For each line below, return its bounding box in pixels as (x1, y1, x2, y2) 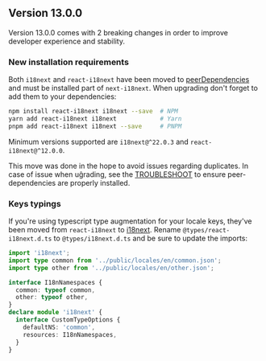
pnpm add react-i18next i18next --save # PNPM (8, 122, 182, 130)
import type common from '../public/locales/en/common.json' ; (8, 256, 222, 265)
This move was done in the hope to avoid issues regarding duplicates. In (8, 161, 248, 170)
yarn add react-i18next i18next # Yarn (8, 114, 182, 123)
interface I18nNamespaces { (8, 278, 103, 286)
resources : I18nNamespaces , (23, 330, 117, 338)
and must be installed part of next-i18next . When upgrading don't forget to (8, 84, 258, 93)
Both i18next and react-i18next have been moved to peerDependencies (8, 75, 250, 84)
